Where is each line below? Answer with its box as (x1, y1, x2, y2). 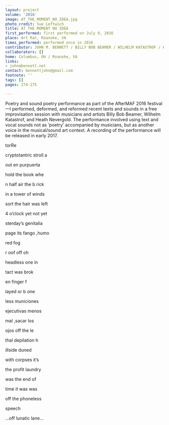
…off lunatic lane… (5, 415, 44, 421)
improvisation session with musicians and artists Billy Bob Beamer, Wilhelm (5, 111, 161, 117)
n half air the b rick (5, 181, 44, 187)
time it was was (5, 386, 38, 392)
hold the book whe (5, 172, 44, 178)
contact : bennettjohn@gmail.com (5, 68, 73, 73)
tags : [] (5, 77, 24, 82)
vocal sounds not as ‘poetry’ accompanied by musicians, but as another (5, 122, 154, 128)
